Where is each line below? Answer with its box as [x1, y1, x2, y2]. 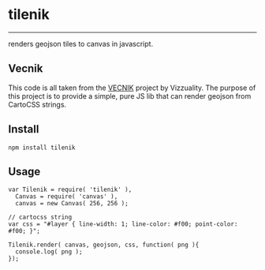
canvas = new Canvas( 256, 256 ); [15, 200, 129, 208]
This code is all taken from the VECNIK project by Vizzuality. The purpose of [8, 83, 256, 92]
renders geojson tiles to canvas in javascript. [8, 39, 154, 48]
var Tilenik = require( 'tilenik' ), [8, 186, 132, 194]
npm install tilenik [8, 144, 77, 152]
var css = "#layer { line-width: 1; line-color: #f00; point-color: [8, 220, 238, 228]
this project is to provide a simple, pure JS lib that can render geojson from [8, 91, 252, 100]
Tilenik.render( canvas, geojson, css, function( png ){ [8, 241, 200, 249]
